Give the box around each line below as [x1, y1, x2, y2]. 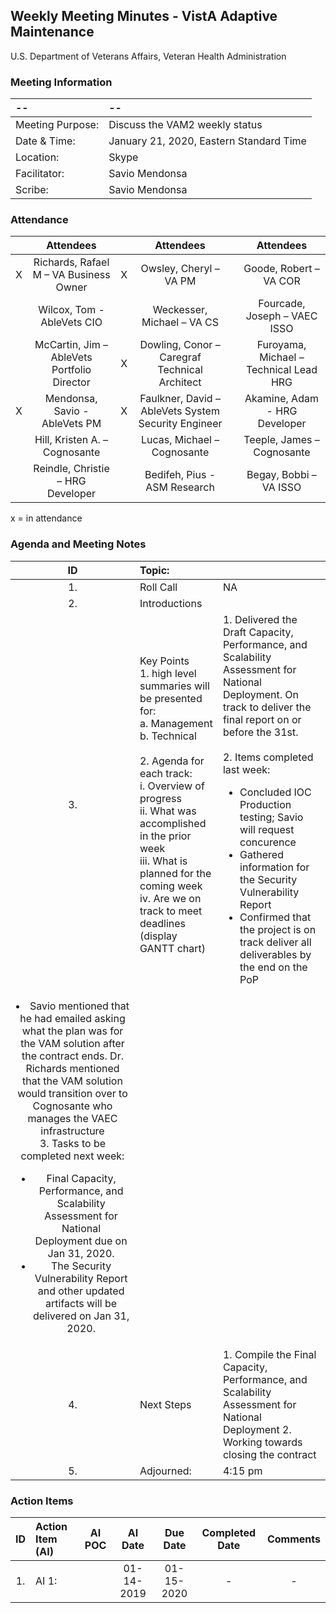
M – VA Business [32, 268, 111, 282]
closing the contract [222, 1447, 317, 1461]
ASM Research [145, 480, 215, 494]
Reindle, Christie [33, 462, 110, 476]
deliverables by [239, 947, 312, 961]
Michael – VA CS [141, 315, 220, 329]
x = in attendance [10, 512, 83, 524]
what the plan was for [21, 1024, 124, 1038]
